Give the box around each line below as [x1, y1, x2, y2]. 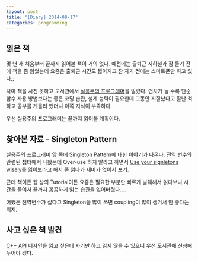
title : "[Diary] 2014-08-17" [6, 14, 78, 20]
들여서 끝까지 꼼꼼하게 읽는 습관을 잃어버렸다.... [17, 186, 126, 193]
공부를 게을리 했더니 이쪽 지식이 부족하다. [17, 102, 113, 110]
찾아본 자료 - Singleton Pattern [6, 134, 117, 144]
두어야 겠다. [6, 249, 34, 256]
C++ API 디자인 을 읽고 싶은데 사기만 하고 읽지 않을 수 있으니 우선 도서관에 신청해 [6, 242, 193, 249]
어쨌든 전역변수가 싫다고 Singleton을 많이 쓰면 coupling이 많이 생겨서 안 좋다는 [6, 198, 190, 206]
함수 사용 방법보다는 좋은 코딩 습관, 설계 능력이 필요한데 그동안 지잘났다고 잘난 [6, 95, 187, 102]
